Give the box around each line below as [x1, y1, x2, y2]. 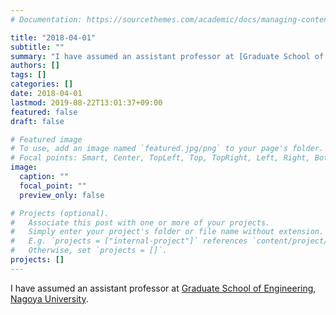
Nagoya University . [10, 292, 89, 305]
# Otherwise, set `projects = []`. [10, 246, 168, 256]
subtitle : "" [10, 42, 65, 52]
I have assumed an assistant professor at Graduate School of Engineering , [10, 282, 317, 294]
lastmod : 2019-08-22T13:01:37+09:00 [10, 97, 163, 108]
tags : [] [10, 70, 47, 80]
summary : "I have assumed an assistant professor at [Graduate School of [10, 51, 325, 61]
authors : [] [10, 61, 60, 71]
